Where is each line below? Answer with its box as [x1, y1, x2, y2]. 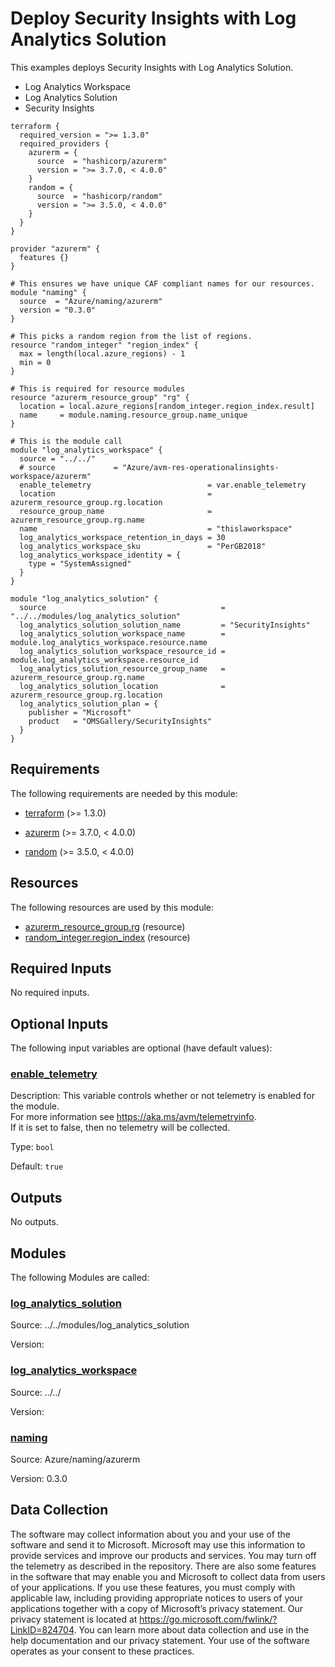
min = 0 [19, 357, 52, 367]
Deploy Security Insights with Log [10, 7, 297, 30]
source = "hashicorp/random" [36, 191, 163, 201]
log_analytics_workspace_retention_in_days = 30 [19, 532, 226, 542]
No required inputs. [10, 987, 90, 999]
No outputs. [10, 1216, 59, 1228]
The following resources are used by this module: [10, 901, 215, 913]
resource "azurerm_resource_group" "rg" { [10, 392, 190, 402]
